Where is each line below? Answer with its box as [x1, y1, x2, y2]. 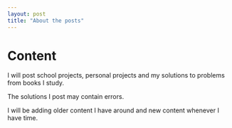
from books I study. [7, 79, 65, 87]
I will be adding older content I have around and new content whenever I [7, 106, 219, 114]
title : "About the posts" [7, 17, 84, 24]
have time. [7, 114, 38, 122]
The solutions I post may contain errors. [7, 92, 125, 101]
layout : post [7, 10, 46, 18]
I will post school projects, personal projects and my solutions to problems [7, 71, 226, 80]
